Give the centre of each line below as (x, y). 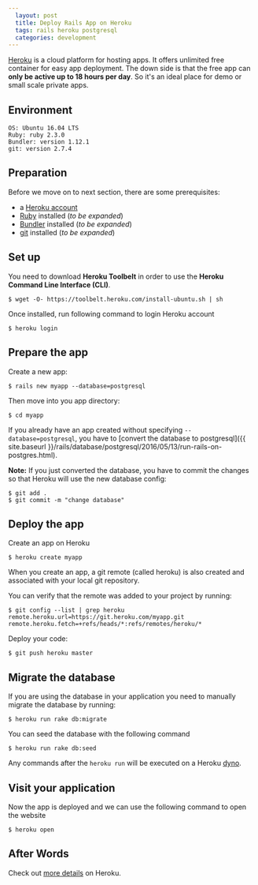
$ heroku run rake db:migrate (58, 719)
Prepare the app (48, 352)
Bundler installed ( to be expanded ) (76, 224)
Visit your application (62, 787)
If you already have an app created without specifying (96, 429)
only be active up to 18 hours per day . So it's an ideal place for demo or (125, 77)
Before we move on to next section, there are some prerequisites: (114, 192)
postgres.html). (33, 455)
